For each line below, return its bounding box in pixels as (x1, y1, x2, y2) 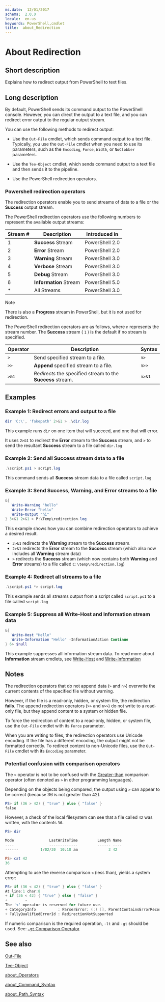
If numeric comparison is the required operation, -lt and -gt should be (5, 920, 149, 926)
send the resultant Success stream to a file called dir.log (5, 443, 122, 448)
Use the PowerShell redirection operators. (12, 175, 97, 182)
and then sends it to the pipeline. (12, 166, 79, 172)
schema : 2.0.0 (5, 12, 36, 17)
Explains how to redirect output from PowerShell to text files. (5, 79, 128, 85)
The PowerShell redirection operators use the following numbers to (5, 214, 141, 220)
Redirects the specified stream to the (33, 370, 119, 377)
